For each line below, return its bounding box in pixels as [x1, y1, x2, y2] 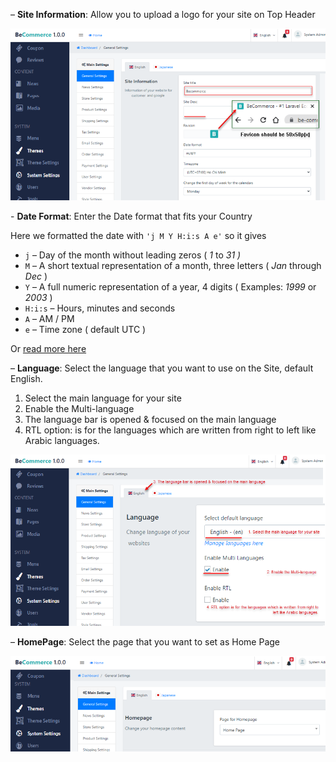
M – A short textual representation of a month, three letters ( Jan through [24, 260, 322, 272]
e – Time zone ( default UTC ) [24, 324, 147, 336]
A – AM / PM [24, 313, 75, 325]
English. [10, 373, 43, 385]
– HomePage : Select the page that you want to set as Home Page [10, 635, 281, 648]
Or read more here [10, 343, 87, 355]
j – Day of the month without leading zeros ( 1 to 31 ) [24, 249, 242, 261]
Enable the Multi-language [24, 403, 135, 415]
